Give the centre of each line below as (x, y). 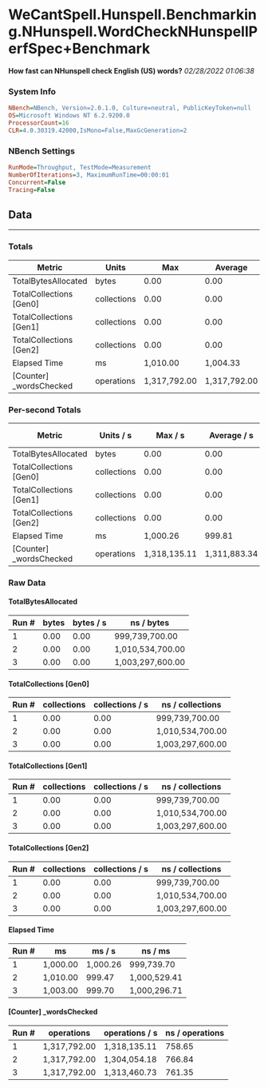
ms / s (104, 951)
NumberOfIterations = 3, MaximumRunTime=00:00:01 (89, 175)
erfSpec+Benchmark (79, 49)
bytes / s (90, 623)
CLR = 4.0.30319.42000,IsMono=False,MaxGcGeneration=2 (98, 130)
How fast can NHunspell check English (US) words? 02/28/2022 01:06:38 (132, 70)
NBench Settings (42, 151)
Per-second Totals (45, 409)
